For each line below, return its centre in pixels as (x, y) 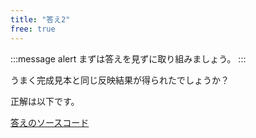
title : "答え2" (40, 19)
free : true (33, 29)
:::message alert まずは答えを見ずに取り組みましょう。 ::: (128, 58)
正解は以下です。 (45, 101)
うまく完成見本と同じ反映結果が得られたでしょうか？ (120, 80)
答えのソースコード (50, 122)
